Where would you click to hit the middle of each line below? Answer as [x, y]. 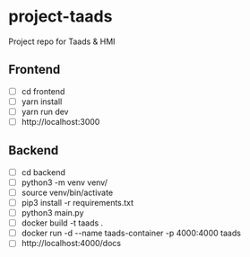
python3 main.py [52, 213]
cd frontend [43, 91]
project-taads [60, 17]
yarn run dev [45, 111]
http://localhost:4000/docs [71, 244]
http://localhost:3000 [60, 121]
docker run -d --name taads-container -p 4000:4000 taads [131, 233]
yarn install [42, 102]
